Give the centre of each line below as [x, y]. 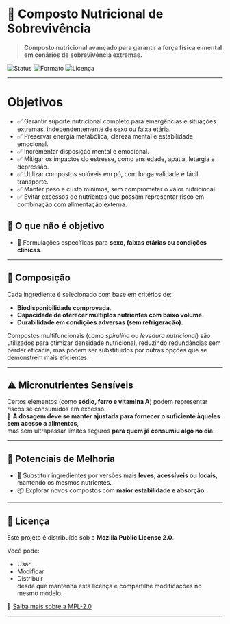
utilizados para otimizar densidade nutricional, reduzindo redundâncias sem [114, 343]
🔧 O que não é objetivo [56, 226]
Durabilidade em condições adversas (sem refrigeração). [100, 322]
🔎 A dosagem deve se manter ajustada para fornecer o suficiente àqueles [114, 416]
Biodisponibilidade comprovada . [64, 307]
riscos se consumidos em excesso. [56, 409]
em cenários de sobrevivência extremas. [83, 55]
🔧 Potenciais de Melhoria [61, 459]
